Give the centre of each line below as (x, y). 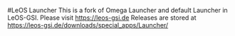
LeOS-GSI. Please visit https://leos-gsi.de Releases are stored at (102, 18)
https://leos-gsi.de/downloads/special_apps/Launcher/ (88, 25)
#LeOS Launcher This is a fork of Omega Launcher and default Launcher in (117, 10)
